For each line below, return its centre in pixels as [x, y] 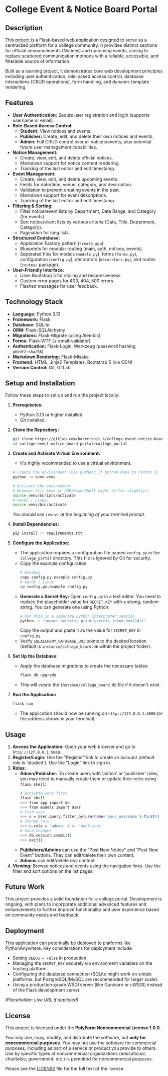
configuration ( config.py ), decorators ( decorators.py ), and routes [88, 259]
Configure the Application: [41, 543]
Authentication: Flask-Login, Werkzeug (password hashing [74, 346]
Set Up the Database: [35, 656]
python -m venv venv [34, 477]
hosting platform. [30, 969]
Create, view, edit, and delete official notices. [66, 157]
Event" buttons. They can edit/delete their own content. [77, 855]
